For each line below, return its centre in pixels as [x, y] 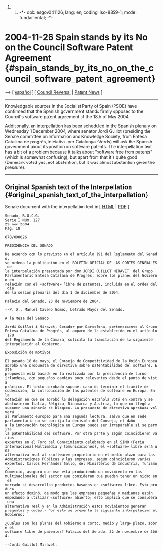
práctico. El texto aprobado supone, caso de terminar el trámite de [77, 387]
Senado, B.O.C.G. [23, 216]
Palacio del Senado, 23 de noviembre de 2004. [53, 301]
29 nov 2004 [17, 224]
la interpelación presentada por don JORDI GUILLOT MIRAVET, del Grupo [79, 271]
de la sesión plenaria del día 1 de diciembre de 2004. [63, 292]
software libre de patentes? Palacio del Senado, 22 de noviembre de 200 [81, 531]
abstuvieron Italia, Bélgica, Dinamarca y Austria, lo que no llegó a [78, 404]
